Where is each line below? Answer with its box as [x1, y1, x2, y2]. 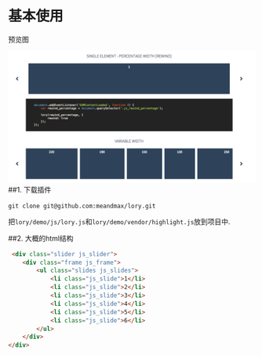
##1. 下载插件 [8, 185, 52, 194]
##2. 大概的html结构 [8, 233, 74, 243]
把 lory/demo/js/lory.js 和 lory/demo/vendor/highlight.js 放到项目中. [8, 217, 231, 226]
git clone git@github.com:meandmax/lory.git [8, 202, 156, 210]
